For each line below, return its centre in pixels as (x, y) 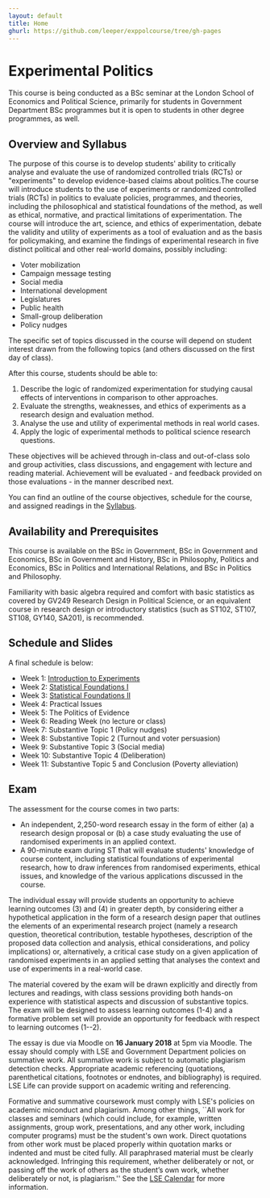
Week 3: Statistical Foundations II (75, 695)
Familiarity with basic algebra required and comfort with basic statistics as (132, 592)
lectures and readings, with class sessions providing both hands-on (121, 992)
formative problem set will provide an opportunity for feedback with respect (134, 1018)
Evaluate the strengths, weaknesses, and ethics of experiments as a (133, 406)
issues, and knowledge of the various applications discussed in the (131, 875)
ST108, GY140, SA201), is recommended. (77, 617)
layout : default (35, 16)
